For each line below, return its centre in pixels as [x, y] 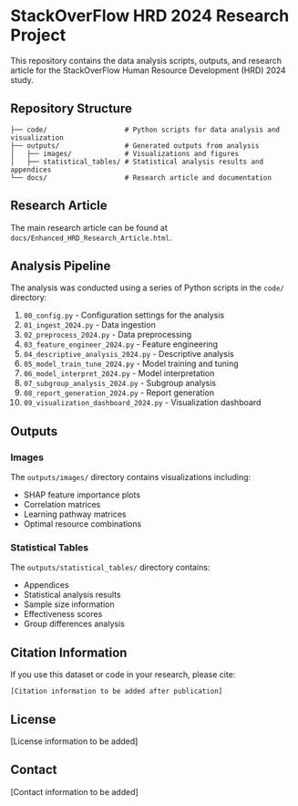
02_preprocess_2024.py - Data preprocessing [108, 335]
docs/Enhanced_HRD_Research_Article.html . [91, 237]
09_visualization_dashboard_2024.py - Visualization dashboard [142, 403]
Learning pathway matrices [75, 514]
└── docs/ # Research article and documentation [141, 178]
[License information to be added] [74, 741]
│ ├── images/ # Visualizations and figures [125, 153]
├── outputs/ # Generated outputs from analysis [135, 146]
